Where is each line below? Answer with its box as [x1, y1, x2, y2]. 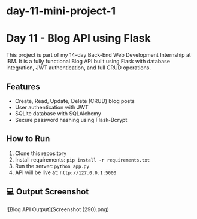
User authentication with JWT [14, 104, 89, 111]
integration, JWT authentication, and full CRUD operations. [6, 64, 151, 71]
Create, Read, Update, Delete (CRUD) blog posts [14, 97, 135, 104]
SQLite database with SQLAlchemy [14, 109, 101, 117]
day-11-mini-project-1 [6, 4, 116, 18]
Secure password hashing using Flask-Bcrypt [14, 116, 128, 123]
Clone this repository [14, 150, 67, 157]
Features [6, 81, 40, 92]
